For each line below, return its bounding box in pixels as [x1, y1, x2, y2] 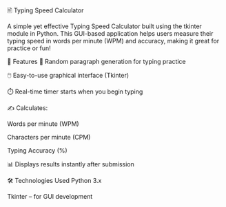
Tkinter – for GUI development [7, 193, 93, 200]
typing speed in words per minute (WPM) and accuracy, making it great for [7, 37, 220, 45]
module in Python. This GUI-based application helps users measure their [7, 30, 214, 37]
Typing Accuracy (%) [7, 146, 68, 154]
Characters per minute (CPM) [7, 133, 91, 141]
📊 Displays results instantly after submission [7, 160, 134, 168]
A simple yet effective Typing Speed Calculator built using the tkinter [7, 22, 202, 30]
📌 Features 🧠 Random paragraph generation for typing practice [7, 58, 186, 65]
